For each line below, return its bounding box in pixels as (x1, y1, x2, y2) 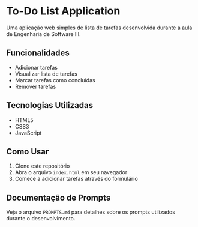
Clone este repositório (14, 162, 70, 169)
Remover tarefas (14, 83, 56, 90)
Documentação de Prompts (6, 192, 111, 202)
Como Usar (6, 146, 49, 157)
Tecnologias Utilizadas (6, 100, 94, 110)
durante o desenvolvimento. (6, 215, 76, 222)
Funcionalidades (6, 48, 70, 58)
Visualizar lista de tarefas (14, 70, 78, 77)
